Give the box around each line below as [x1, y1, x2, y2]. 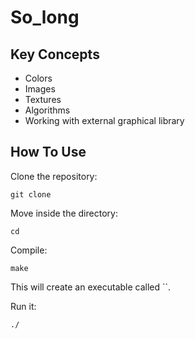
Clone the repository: [10, 170, 98, 182]
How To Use [10, 144, 87, 161]
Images [24, 83, 56, 95]
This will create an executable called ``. [10, 281, 172, 293]
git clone [10, 189, 52, 200]
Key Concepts [10, 46, 100, 63]
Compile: [10, 244, 48, 256]
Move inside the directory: [10, 207, 118, 219]
